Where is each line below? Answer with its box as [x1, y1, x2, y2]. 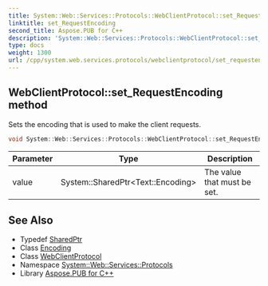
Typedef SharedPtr [19, 235, 83, 244]
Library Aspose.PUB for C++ [19, 268, 114, 278]
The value [204, 166, 242, 177]
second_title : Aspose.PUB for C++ [8, 26, 124, 34]
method [8, 98, 48, 112]
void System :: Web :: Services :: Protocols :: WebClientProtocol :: [8, 135, 216, 143]
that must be [204, 177, 251, 188]
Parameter [12, 153, 53, 164]
